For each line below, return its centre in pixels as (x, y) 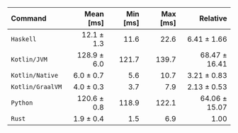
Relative (213, 18)
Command (29, 18)
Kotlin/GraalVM (36, 87)
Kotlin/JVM (29, 59)
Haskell (24, 39)
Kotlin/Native (35, 75)
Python (22, 103)
